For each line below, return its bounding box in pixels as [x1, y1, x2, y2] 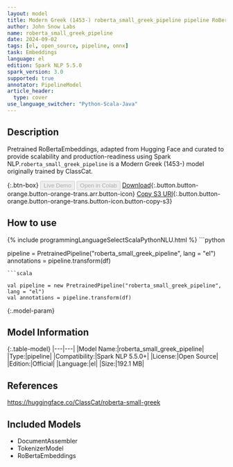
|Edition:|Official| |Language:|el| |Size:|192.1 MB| [7, 359, 144, 368]
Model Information [7, 326, 89, 338]
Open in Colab [79, 181, 117, 189]
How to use [7, 217, 57, 229]
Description [7, 126, 59, 138]
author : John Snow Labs [7, 23, 76, 30]
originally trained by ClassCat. [7, 167, 94, 175]
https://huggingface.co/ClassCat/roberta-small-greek [7, 398, 161, 407]
